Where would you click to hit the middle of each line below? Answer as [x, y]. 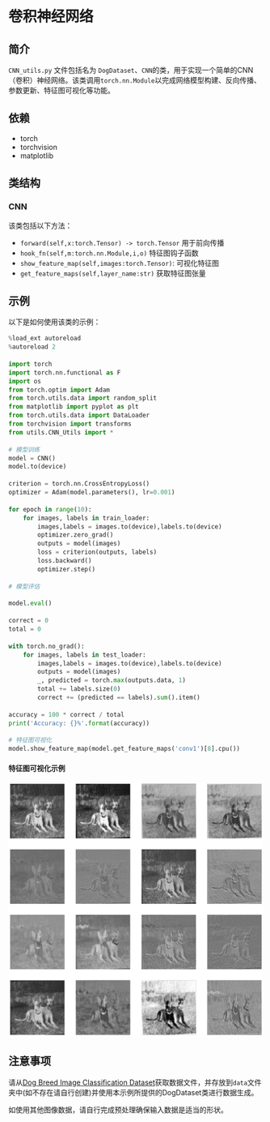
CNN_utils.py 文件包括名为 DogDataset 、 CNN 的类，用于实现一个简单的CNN [131, 70]
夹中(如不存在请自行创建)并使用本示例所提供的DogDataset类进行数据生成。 [133, 1092]
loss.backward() [65, 561]
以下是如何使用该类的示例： [55, 322]
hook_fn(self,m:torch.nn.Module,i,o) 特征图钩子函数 [110, 253]
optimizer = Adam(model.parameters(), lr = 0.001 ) [92, 492]
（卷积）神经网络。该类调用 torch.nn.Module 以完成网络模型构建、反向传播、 [135, 80]
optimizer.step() [66, 569]
